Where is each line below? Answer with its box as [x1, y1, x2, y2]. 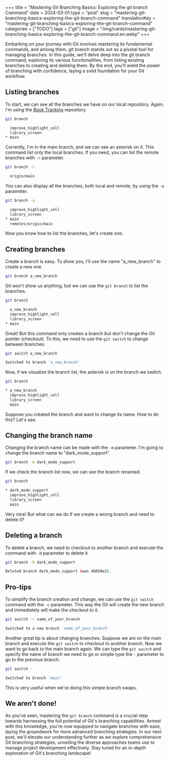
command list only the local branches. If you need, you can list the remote [5, 149, 159, 156]
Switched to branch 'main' [5, 675, 62, 681]
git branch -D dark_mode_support [5, 560, 76, 565]
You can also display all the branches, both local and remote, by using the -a [5, 183, 164, 189]
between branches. [5, 341, 46, 347]
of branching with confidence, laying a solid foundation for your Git [5, 68, 145, 74]
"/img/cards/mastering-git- [100, 26, 156, 32]
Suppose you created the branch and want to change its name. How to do [5, 411, 159, 417]
